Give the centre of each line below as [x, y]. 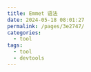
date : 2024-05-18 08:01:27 [46, 20]
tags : [15, 45]
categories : [24, 33]
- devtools [29, 58]
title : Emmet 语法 [32, 13]
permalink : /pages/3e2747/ [46, 26]
